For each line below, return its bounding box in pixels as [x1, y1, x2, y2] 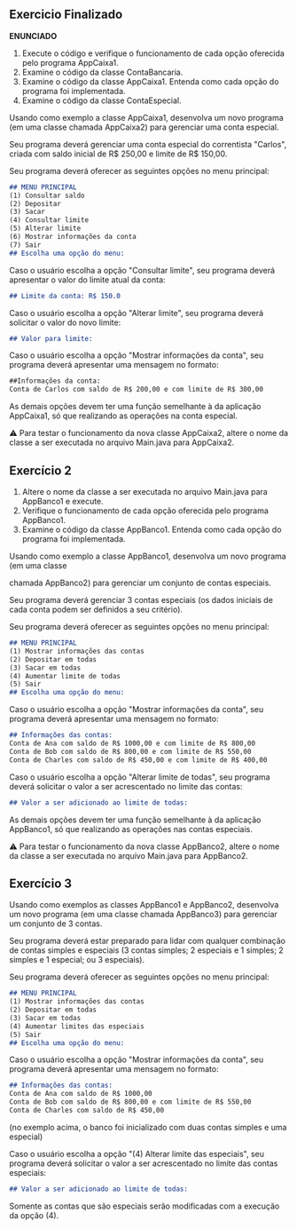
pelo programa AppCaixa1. [21, 57, 119, 67]
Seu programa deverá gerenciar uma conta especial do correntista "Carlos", [9, 139, 287, 149]
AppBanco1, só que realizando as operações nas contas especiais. [9, 823, 253, 834]
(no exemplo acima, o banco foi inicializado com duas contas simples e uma [9, 1122, 287, 1132]
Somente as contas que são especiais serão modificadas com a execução [9, 1201, 280, 1211]
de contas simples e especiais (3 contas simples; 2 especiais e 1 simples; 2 [9, 945, 284, 955]
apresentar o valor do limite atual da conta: [9, 274, 166, 285]
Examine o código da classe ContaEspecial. [21, 95, 182, 106]
